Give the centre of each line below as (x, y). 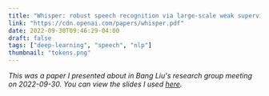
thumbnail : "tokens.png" (50, 53)
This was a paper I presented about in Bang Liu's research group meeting (130, 76)
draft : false (30, 38)
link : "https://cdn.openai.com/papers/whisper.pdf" (96, 23)
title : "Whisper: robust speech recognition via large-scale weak (121, 16)
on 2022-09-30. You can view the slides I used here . (95, 84)
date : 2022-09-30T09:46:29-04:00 (64, 30)
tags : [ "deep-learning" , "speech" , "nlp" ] (80, 46)
